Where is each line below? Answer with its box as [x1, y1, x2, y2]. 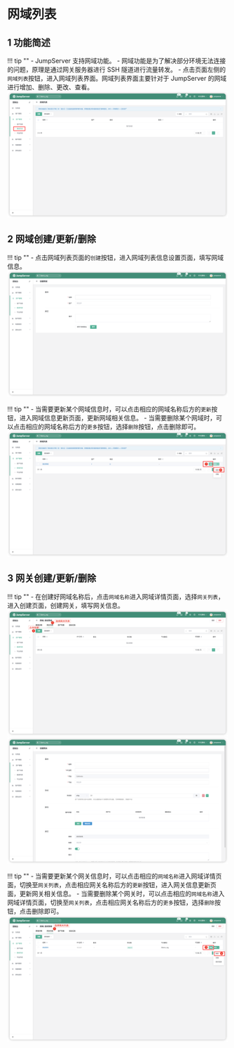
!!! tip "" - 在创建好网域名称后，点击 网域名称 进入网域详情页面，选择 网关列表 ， [7, 592, 225, 601]
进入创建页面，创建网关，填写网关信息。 [7, 601, 124, 609]
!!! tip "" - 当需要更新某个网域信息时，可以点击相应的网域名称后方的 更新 [7, 405, 212, 413]
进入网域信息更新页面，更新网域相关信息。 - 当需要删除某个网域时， [19, 413, 216, 422]
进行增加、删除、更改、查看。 [7, 83, 93, 91]
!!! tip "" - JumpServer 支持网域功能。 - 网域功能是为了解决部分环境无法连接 [7, 57, 226, 65]
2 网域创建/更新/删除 [7, 233, 97, 245]
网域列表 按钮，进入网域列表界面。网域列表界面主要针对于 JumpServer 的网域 [7, 75, 227, 82]
